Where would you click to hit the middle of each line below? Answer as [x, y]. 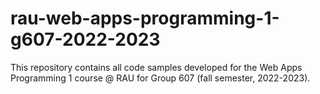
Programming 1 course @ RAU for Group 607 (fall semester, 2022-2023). [160, 78]
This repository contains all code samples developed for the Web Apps [156, 67]
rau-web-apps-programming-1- [145, 18]
